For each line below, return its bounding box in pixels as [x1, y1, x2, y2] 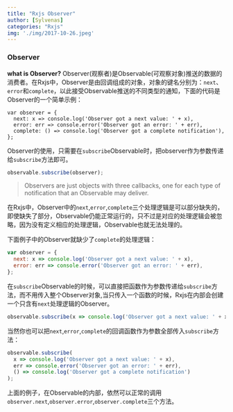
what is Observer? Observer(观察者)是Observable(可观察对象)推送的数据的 [7, 69, 223, 77]
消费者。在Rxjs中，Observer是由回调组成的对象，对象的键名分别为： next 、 [7, 78, 223, 86]
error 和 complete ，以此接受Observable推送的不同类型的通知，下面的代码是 [7, 86, 221, 94]
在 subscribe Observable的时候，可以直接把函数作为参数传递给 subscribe [7, 282, 212, 290]
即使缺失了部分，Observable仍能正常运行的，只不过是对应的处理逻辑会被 [7, 212, 217, 220]
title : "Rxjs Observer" [7, 10, 76, 17]
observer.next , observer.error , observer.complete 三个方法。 [7, 397, 178, 406]
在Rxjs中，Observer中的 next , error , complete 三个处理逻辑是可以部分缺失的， [7, 203, 224, 212]
